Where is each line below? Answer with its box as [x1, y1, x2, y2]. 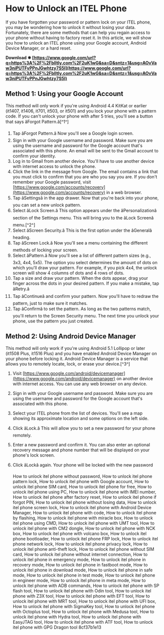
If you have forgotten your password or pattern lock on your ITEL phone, [5, 19, 151, 25]
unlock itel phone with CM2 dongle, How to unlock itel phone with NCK [12, 525, 156, 531]
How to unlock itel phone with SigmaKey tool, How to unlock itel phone [12, 603, 155, 609]
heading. [12, 234, 31, 240]
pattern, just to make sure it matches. [12, 300, 88, 306]
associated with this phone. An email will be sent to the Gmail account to [12, 147, 159, 153]
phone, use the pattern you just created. [12, 318, 94, 324]
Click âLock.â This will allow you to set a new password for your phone [12, 425, 156, 431]
